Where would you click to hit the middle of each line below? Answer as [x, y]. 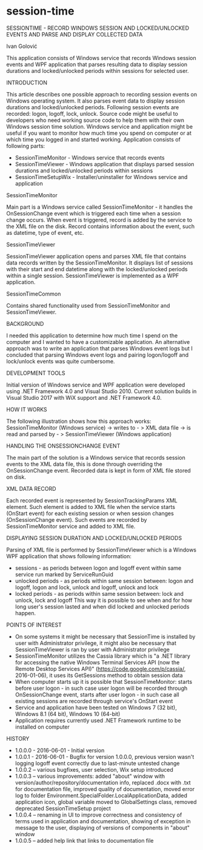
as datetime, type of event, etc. [45, 232]
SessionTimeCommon [34, 294]
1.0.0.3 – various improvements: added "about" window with [90, 776]
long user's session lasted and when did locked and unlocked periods [102, 606]
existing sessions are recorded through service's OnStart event [94, 701]
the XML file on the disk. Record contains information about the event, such [101, 226]
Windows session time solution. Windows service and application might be [99, 126]
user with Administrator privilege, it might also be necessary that [96, 643]
